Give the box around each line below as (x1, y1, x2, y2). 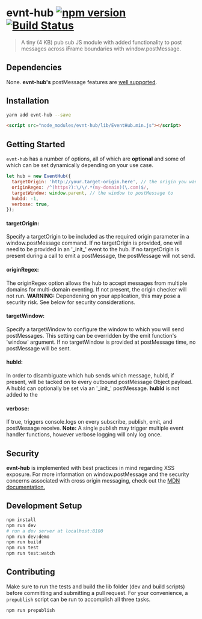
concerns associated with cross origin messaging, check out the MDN (6, 477, 180, 484)
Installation (6, 96, 49, 106)
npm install (6, 517, 36, 523)
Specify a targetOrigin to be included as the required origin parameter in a (6, 233, 189, 240)
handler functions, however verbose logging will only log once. (6, 431, 162, 438)
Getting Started (6, 139, 66, 150)
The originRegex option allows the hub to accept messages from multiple (6, 279, 188, 287)
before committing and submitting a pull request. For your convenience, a (6, 589, 188, 596)
